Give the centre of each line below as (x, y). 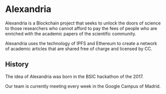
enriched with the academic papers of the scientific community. (71, 33)
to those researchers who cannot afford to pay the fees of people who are (81, 28)
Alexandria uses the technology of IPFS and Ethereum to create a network (81, 43)
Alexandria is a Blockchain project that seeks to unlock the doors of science (83, 23)
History (17, 64)
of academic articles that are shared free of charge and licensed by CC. (79, 48)
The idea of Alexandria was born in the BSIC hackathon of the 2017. (74, 76)
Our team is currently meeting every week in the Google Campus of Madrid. (83, 86)
